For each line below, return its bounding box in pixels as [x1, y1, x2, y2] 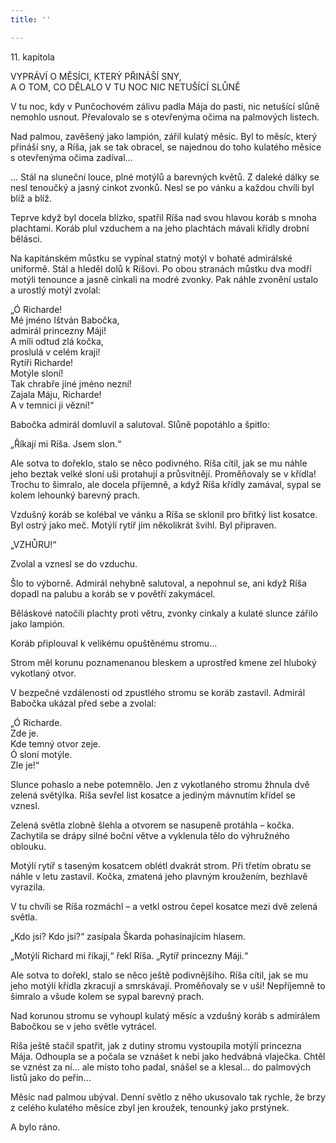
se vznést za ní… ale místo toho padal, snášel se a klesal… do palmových [10, 1061, 312, 1073]
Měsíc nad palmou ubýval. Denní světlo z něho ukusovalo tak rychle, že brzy [10, 1091, 326, 1103]
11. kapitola [10, 51, 55, 63]
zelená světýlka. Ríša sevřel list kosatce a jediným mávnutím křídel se [10, 789, 296, 801]
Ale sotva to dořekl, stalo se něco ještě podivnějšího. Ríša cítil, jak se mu [10, 969, 308, 981]
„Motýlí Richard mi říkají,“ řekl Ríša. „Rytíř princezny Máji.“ [10, 949, 249, 961]
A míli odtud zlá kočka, [10, 335, 104, 347]
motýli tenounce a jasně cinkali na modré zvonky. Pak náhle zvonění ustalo [10, 273, 319, 285]
